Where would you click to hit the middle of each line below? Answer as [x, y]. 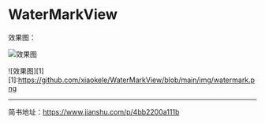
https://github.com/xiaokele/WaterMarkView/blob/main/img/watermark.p [136, 80]
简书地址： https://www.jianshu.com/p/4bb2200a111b [94, 111]
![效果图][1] [26, 71]
